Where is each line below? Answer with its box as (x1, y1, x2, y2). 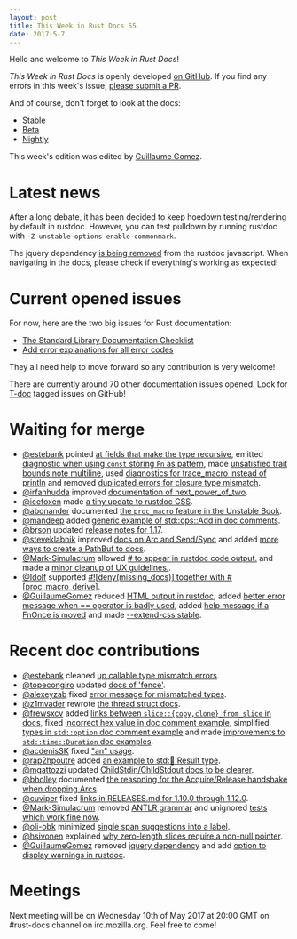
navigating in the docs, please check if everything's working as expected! (9, 257, 278, 268)
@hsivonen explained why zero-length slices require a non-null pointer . (21, 831, 284, 841)
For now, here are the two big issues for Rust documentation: (9, 317, 232, 329)
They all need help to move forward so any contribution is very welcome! (9, 362, 276, 373)
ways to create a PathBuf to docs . (21, 543, 146, 554)
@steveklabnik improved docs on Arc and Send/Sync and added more (21, 534, 279, 545)
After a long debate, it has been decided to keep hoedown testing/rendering (9, 212, 287, 222)
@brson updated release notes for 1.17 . (21, 525, 164, 535)
